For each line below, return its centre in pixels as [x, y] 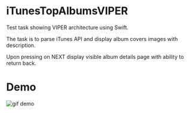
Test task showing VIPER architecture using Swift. [67, 27]
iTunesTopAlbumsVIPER [67, 11]
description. [21, 45]
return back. [22, 63]
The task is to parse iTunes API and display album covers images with [92, 39]
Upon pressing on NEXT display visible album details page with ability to [95, 56]
